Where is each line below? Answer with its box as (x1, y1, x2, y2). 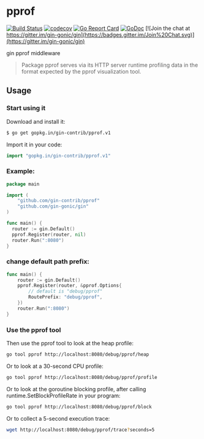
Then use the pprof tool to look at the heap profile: (6, 340, 134, 347)
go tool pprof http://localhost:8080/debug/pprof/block (6, 403, 152, 410)
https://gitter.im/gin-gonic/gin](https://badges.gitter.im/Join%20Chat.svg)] (6, 31, 195, 38)
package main (6, 181, 40, 187)
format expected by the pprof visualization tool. (21, 67, 142, 75)
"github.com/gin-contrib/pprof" (17, 198, 100, 204)
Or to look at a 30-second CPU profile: (6, 362, 104, 370)
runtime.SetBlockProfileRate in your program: (6, 392, 121, 399)
